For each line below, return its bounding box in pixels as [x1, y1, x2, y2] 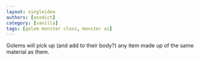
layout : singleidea [6, 8, 56, 15]
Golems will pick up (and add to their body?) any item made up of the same [6, 42, 194, 49]
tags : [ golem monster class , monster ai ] [6, 25, 113, 32]
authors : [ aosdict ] [6, 14, 56, 20]
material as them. [6, 49, 50, 56]
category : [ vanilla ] [6, 20, 59, 26]
